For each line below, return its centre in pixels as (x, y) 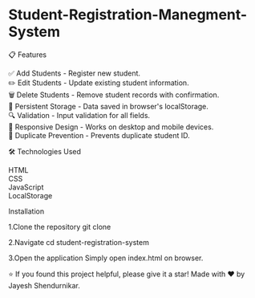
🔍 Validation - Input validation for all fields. (79, 115)
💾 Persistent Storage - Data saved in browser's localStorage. (108, 106)
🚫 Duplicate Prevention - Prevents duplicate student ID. (99, 135)
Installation (26, 211)
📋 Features (27, 55)
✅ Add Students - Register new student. (75, 73)
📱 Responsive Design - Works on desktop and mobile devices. (111, 127)
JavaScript (26, 187)
